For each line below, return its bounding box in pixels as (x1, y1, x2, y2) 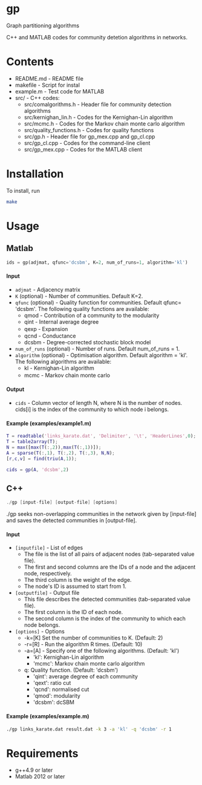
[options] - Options (15, 628, 65, 635)
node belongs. (24, 621, 60, 629)
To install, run (6, 187, 41, 194)
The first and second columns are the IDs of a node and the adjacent (24, 563, 196, 571)
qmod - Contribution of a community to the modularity (24, 312, 160, 319)
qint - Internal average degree (24, 318, 99, 326)
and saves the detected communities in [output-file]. (6, 517, 137, 524)
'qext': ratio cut (33, 680, 71, 687)
